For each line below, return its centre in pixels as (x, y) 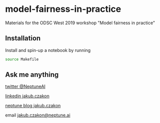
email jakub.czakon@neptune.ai (38, 115)
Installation (23, 38)
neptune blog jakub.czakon (33, 106)
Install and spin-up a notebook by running (48, 50)
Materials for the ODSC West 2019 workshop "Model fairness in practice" (80, 23)
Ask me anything (32, 75)
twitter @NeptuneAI (25, 86)
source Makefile (22, 59)
